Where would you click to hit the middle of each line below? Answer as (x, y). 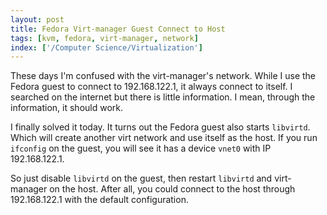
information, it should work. (67, 108)
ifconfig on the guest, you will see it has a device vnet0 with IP (141, 148)
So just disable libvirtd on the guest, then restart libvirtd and (141, 178)
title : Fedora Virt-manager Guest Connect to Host (118, 29)
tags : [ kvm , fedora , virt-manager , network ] (104, 38)
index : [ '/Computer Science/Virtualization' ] (106, 47)
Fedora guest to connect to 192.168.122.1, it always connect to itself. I (151, 87)
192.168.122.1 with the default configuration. (99, 200)
